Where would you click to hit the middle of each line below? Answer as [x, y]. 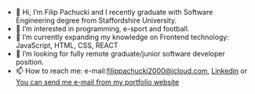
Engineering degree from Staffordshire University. [96, 20]
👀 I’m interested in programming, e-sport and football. [102, 29]
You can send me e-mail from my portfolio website [97, 82]
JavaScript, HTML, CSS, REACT [67, 45]
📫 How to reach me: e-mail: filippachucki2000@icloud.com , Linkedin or [131, 71]
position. [30, 62]
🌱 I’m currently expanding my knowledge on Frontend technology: [122, 37]
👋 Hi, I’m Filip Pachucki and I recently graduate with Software [114, 12]
